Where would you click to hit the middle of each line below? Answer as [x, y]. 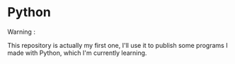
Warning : [21, 32]
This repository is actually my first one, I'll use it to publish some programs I [117, 45]
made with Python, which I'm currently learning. [77, 53]
